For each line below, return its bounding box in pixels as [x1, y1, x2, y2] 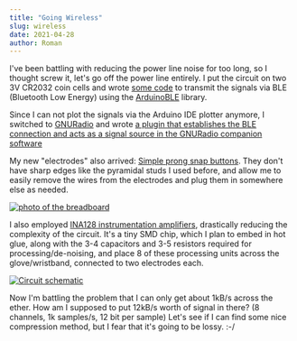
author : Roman [9, 38, 63, 48]
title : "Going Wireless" [9, 13, 103, 23]
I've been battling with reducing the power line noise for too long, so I [9, 63, 268, 74]
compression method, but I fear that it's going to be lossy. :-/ [9, 321, 236, 332]
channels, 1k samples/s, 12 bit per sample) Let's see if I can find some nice [9, 312, 287, 323]
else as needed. [9, 184, 70, 195]
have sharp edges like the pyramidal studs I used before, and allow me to [9, 165, 282, 176]
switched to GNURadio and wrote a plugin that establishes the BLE [9, 119, 257, 130]
